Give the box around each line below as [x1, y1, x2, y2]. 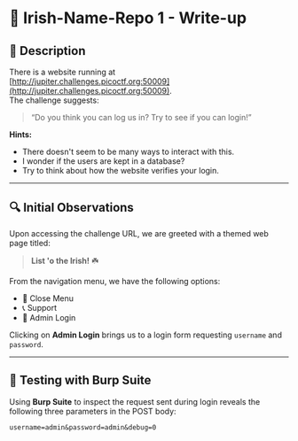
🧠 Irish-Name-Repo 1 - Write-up [9, 8, 247, 28]
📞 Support [21, 302, 58, 313]
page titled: [9, 237, 51, 248]
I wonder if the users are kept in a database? [21, 156, 185, 166]
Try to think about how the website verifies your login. [21, 166, 220, 175]
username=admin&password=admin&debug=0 [9, 422, 157, 432]
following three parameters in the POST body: [9, 406, 176, 416]
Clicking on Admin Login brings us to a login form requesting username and [9, 329, 282, 340]
